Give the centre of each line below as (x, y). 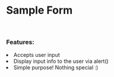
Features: (20, 42)
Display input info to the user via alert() (61, 61)
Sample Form (39, 10)
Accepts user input (37, 55)
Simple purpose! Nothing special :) (56, 68)
